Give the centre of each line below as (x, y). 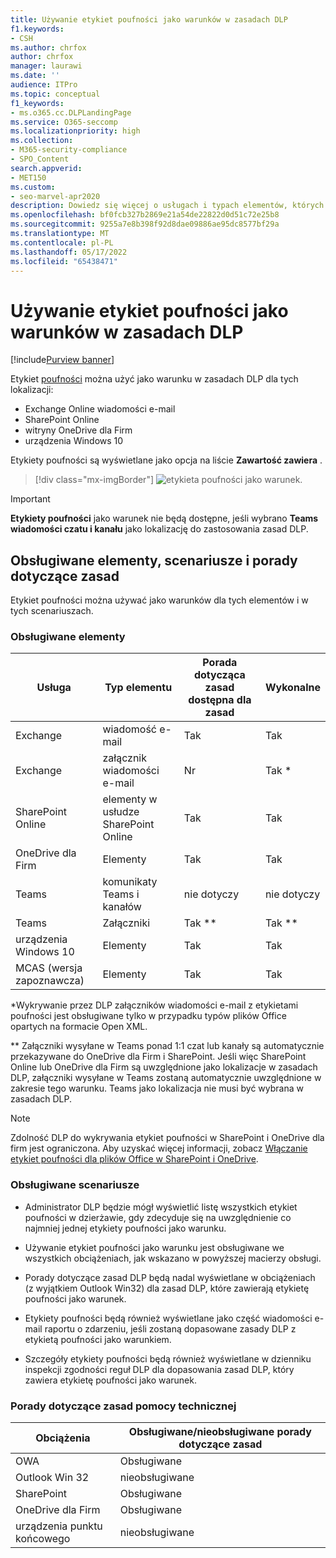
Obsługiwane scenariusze (75, 1185)
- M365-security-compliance (69, 150)
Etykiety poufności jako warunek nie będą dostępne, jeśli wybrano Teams (164, 518)
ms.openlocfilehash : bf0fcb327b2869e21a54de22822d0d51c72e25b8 (145, 215)
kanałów (122, 907)
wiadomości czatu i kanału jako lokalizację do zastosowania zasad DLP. (159, 529)
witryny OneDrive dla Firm (78, 430)
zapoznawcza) (50, 981)
